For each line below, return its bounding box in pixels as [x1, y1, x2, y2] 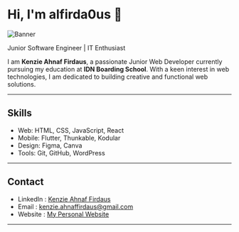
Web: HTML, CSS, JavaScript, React [17, 126, 124, 134]
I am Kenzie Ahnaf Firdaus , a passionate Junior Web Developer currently [7, 57, 223, 66]
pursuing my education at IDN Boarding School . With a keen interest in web [7, 65, 230, 73]
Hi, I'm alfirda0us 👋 [7, 6, 122, 23]
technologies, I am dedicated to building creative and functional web [7, 72, 208, 81]
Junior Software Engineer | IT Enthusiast [7, 43, 126, 52]
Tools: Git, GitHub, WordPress [17, 148, 105, 157]
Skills [7, 107, 32, 119]
